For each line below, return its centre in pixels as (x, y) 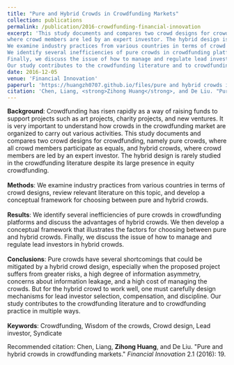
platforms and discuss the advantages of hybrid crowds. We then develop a (116, 222)
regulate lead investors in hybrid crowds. (65, 244)
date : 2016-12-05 (32, 72)
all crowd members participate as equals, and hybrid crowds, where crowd (114, 148)
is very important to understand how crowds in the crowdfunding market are (117, 126)
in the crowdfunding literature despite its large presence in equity (101, 163)
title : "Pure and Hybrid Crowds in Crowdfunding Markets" (93, 14)
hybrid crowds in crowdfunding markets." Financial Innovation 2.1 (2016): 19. (117, 354)
